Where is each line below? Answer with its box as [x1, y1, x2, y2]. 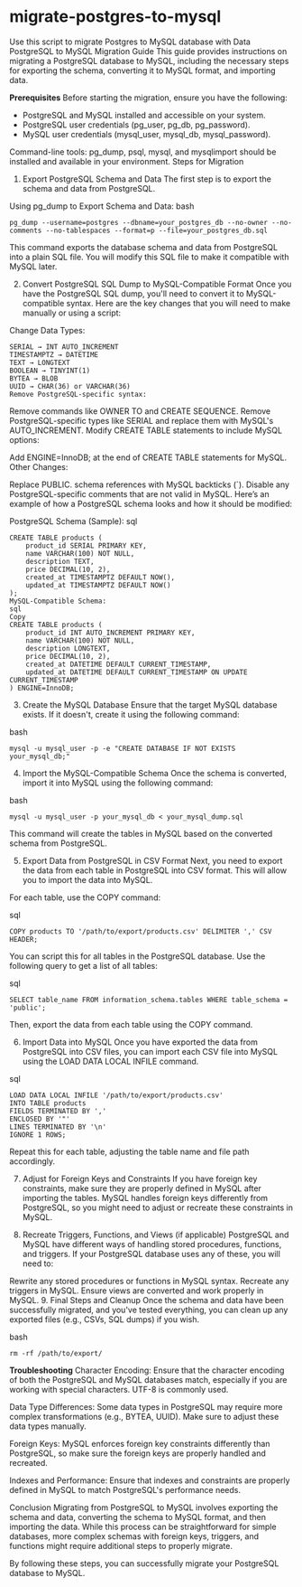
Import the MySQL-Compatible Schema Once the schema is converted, [22, 767, 287, 778]
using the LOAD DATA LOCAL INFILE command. [22, 1056, 199, 1066]
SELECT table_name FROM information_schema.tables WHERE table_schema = [9, 995, 288, 1004]
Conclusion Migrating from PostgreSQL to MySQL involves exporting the [9, 1502, 279, 1513]
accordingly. [9, 1155, 56, 1167]
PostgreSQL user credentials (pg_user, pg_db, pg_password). [22, 119, 251, 130]
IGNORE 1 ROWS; [9, 1130, 67, 1140]
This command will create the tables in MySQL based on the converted [9, 828, 273, 839]
